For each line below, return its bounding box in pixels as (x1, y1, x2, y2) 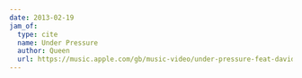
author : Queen (17, 47, 70, 56)
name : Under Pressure (17, 38, 99, 48)
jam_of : (9, 22, 39, 30)
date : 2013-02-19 (9, 13, 75, 22)
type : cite (17, 30, 58, 39)
